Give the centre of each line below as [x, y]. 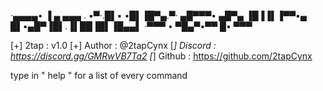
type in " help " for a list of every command [99, 75]
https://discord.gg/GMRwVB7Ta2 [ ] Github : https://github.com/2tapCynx [161, 56]
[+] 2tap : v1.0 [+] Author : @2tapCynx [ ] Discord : [113, 45]
